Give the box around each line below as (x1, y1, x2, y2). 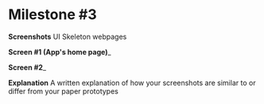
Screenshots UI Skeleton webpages (8, 32, 127, 41)
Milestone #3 (8, 6, 97, 24)
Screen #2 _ (8, 62, 46, 72)
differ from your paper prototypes (8, 86, 119, 96)
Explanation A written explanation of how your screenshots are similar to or (8, 78, 256, 87)
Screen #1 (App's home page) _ (8, 47, 111, 56)
